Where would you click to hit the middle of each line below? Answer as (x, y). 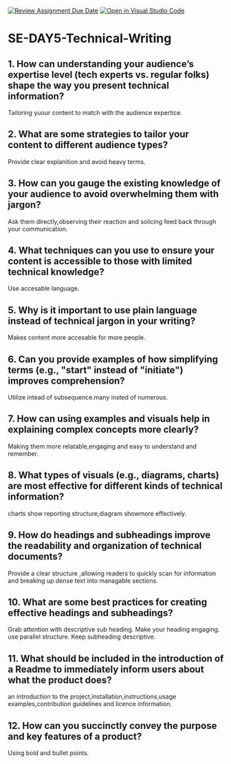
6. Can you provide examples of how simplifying (113, 359)
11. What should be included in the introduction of (116, 658)
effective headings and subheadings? (91, 613)
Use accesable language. (44, 289)
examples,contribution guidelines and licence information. (90, 704)
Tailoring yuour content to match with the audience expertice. (95, 113)
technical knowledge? (56, 272)
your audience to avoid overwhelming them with (113, 194)
